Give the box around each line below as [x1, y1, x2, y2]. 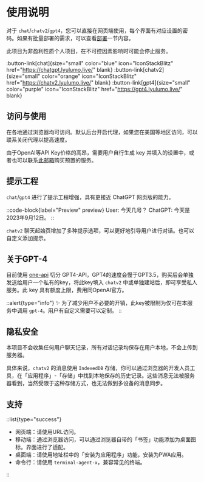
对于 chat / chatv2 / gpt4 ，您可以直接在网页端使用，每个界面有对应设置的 [6, 27, 183, 34]
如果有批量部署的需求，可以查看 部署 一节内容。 [16, 34, 134, 41]
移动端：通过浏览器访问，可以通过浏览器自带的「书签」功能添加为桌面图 [15, 436, 196, 443]
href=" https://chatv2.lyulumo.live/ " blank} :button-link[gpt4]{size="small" [6, 79, 191, 86]
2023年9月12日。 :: [6, 214, 55, 221]
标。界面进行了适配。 [15, 444, 69, 450]
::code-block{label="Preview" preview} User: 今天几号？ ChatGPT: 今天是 [6, 206, 190, 214]
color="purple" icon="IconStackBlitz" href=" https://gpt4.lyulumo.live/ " [6, 85, 183, 93]
